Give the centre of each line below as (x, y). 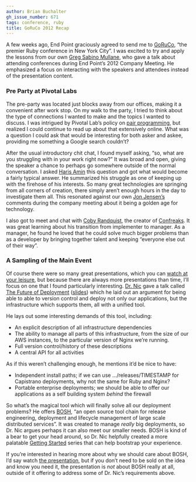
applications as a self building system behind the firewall (83, 394)
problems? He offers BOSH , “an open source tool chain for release (86, 411)
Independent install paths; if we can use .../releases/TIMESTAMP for (97, 375)
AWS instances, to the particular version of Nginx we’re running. (92, 340)
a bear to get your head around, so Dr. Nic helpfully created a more (87, 436)
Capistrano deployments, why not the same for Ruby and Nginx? (92, 381)
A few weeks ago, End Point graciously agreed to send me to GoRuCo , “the (97, 45)
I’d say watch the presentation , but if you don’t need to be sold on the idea (96, 460)
